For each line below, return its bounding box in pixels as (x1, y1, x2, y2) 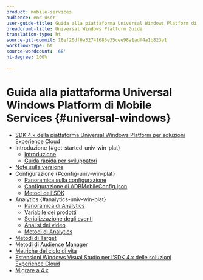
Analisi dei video (24, 221, 66, 228)
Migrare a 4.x (15, 266, 49, 273)
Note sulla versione (15, 163, 64, 170)
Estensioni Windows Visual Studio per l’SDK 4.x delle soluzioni (15, 253, 172, 261)
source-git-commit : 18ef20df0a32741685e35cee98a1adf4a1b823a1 (6, 37, 167, 43)
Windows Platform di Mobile (6, 98, 152, 112)
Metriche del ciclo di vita (15, 247, 77, 255)
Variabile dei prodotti (24, 208, 77, 216)
